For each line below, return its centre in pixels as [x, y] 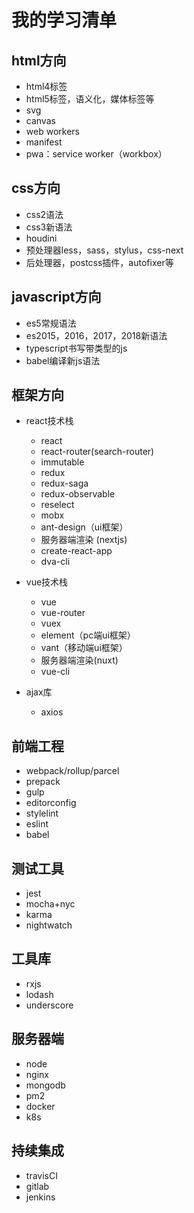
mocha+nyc [50, 904]
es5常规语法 [51, 323]
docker [40, 1106]
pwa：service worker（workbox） [96, 154]
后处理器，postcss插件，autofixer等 [99, 262]
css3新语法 [49, 227]
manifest [44, 142]
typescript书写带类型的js [76, 348]
